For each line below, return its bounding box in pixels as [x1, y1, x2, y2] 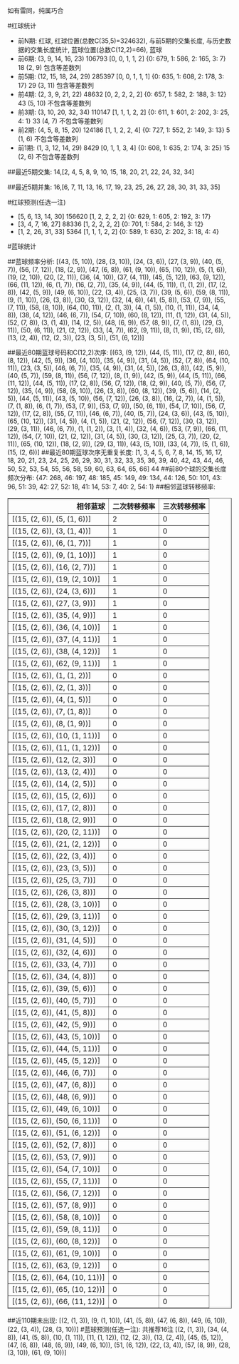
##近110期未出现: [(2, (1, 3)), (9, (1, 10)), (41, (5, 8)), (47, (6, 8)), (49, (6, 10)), [7, 1316, 228, 1325]
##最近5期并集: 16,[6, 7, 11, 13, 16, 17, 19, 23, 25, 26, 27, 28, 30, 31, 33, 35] [7, 183, 221, 191]
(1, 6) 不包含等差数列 [17, 135, 78, 143]
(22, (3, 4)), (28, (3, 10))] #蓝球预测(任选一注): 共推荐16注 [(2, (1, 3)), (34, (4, [7, 1325, 229, 1333]
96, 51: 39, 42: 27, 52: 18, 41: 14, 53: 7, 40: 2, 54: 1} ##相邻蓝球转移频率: [7, 482, 216, 491]
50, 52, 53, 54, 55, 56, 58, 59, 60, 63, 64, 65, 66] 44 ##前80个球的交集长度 [7, 464, 227, 473]
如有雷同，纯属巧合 [7, 6, 64, 14]
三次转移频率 [162, 502, 206, 511]
